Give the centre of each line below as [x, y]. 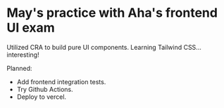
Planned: [19, 68]
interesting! [23, 55]
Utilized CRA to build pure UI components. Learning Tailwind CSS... [104, 47]
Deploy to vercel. [42, 97]
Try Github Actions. [45, 89]
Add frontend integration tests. [61, 81]
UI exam [31, 28]
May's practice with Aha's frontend [112, 13]
